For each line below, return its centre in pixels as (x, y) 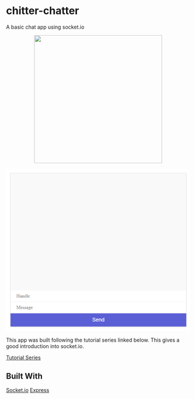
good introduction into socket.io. (45, 346)
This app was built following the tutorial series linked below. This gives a (93, 340)
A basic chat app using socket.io (45, 27)
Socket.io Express (28, 390)
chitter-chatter (43, 11)
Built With (24, 376)
